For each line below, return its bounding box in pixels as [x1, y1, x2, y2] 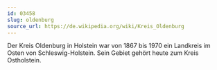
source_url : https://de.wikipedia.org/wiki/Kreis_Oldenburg [7, 23, 185, 30]
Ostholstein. [7, 56, 42, 65]
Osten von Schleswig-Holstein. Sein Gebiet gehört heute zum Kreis [7, 49, 199, 57]
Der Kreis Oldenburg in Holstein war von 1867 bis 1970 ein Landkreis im [7, 42, 211, 50]
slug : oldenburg [7, 16, 54, 23]
